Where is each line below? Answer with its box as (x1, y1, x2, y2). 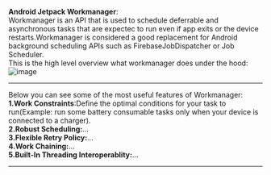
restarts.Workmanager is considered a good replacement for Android (8, 32, 238, 42)
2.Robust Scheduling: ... (8, 124, 89, 134)
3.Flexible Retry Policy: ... (8, 133, 94, 142)
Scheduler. (8, 50, 44, 59)
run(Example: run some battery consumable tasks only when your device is (8, 107, 259, 116)
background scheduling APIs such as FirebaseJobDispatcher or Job (8, 41, 236, 51)
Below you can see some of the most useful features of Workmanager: (8, 90, 244, 99)
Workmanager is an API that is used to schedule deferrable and (8, 15, 219, 25)
